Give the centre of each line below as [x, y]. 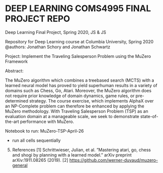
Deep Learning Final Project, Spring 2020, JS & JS [56, 32]
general [20, 165]
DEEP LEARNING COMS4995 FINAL [78, 9]
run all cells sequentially [36, 140]
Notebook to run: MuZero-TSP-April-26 [44, 131]
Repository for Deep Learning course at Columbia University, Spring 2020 [79, 41]
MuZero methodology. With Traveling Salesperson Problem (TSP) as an [77, 111]
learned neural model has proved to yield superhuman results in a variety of [81, 85]
